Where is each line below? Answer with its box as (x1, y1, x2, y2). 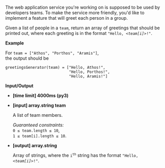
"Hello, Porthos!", (69, 69, 110, 74)
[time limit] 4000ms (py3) (12, 93, 69, 98)
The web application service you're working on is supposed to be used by (5, 5, 160, 10)
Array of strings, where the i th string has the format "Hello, (12, 152, 139, 158)
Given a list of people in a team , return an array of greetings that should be (5, 25, 160, 31)
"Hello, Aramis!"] (69, 74, 108, 79)
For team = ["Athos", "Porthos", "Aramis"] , (5, 50, 99, 56)
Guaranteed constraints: (12, 122, 64, 128)
